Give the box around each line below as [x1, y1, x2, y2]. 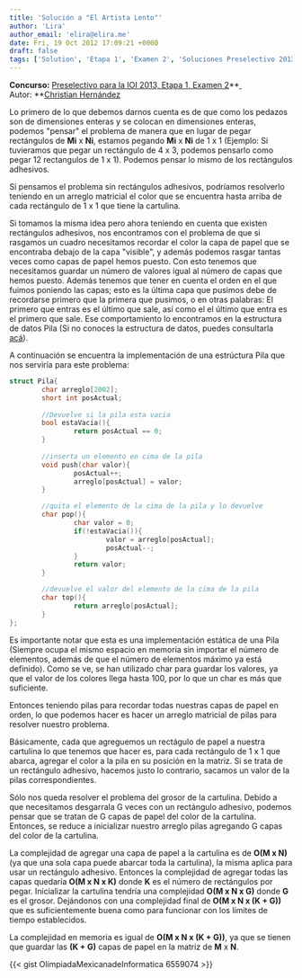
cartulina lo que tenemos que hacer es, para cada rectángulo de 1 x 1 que [9, 745, 280, 756]
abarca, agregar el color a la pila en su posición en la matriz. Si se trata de [9, 755, 283, 766]
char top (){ [41, 593, 87, 602]
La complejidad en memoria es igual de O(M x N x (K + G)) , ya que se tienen [9, 931, 291, 942]
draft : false [9, 47, 58, 56]
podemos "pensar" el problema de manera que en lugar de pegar [9, 126, 252, 136]
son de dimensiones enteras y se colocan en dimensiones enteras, [9, 116, 256, 127]
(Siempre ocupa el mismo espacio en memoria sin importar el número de [9, 644, 280, 654]
